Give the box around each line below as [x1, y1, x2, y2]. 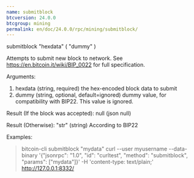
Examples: [6, 133, 32, 141]
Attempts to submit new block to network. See [6, 54, 123, 62]
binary [21, 152, 38, 159]
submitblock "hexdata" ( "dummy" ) [6, 43, 96, 50]
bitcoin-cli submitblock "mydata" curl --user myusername [21, 145, 168, 153]
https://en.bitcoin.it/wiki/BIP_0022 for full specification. [6, 61, 146, 69]
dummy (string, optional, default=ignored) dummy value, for [15, 91, 166, 98]
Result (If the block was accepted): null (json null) [6, 109, 132, 117]
